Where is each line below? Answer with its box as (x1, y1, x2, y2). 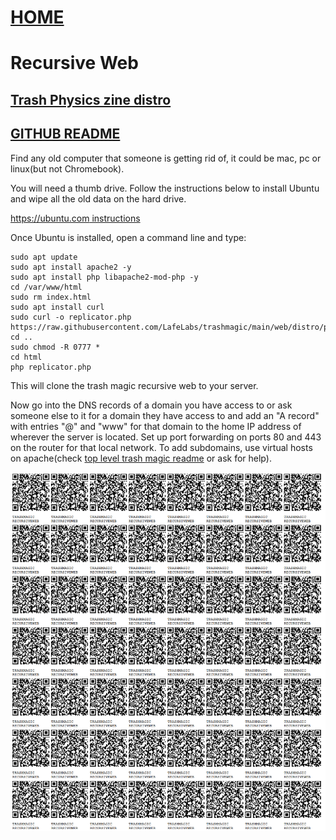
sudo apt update (10, 252, 78, 262)
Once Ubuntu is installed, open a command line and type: (10, 231, 247, 243)
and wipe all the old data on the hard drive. (10, 192, 187, 205)
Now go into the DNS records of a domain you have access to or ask (10, 399, 293, 411)
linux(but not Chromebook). (10, 162, 125, 175)
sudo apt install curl (10, 302, 105, 312)
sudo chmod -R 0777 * (10, 342, 101, 352)
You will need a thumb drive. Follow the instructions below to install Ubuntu (10, 182, 320, 194)
